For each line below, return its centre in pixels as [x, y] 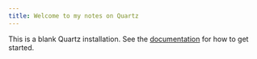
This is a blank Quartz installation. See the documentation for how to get [128, 39]
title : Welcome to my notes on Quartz [74, 16]
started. [21, 47]
